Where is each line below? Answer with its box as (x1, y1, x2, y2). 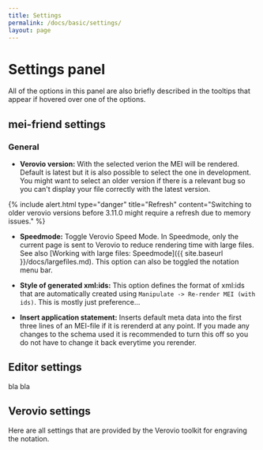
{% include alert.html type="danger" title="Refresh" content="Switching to (8, 200, 252, 209)
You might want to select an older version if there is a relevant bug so (19, 176, 246, 186)
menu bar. (19, 265, 53, 275)
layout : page (8, 26, 51, 34)
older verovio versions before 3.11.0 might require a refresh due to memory (8, 208, 251, 217)
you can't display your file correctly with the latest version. (19, 185, 211, 193)
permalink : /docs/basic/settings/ (8, 19, 122, 27)
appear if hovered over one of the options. (8, 95, 146, 104)
